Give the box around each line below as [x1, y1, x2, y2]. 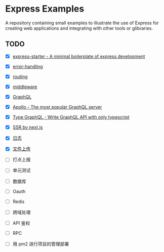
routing [12, 73, 28, 79]
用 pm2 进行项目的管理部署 [12, 241, 69, 247]
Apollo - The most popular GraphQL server [12, 104, 102, 110]
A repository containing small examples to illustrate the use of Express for [5, 20, 159, 26]
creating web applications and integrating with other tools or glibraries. [5, 25, 153, 31]
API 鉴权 [12, 220, 30, 226]
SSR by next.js [12, 124, 43, 131]
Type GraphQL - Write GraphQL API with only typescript [12, 114, 130, 120]
